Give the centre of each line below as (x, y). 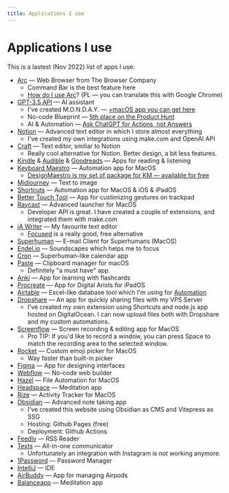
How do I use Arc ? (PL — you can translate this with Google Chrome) (125, 94)
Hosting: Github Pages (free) (68, 423)
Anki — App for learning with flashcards (74, 277)
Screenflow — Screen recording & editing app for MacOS (98, 328)
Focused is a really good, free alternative (85, 233)
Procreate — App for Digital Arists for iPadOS (81, 285)
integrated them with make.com (72, 219)
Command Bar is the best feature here (81, 87)
